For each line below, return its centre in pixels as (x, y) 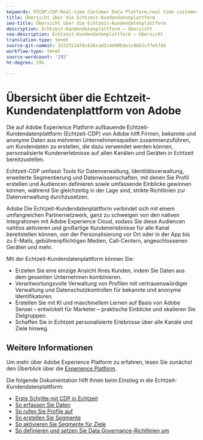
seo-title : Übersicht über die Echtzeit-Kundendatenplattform (86, 23)
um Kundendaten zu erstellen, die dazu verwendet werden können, (90, 146)
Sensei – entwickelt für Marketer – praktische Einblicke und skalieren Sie (105, 309)
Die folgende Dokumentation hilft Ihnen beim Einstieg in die (80, 380)
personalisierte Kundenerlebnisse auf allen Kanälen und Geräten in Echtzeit (100, 153)
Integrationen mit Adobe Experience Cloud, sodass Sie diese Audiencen (96, 222)
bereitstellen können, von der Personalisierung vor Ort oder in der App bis (98, 234)
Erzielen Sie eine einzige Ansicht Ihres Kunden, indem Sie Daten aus (100, 271)
